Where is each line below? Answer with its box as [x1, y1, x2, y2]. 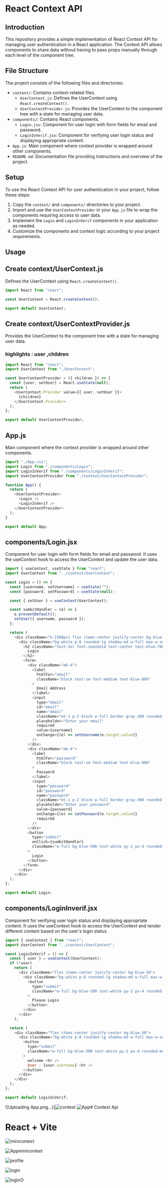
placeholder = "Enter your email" [36, 718, 104, 723]
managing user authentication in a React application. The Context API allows [5, 42, 162, 48]
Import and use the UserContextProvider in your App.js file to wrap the [12, 207, 158, 213]
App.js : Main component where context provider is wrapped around [12, 143, 152, 149]
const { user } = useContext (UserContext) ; [9, 956, 101, 961]
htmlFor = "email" [36, 672, 70, 677]
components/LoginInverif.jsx [5, 904, 97, 913]
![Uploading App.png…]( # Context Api [5, 1104, 118, 1110]
